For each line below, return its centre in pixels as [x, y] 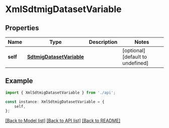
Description [103, 42]
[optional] [134, 50]
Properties [22, 28]
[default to [135, 57]
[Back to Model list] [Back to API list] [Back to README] [63, 121]
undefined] [136, 63]
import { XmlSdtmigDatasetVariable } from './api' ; [60, 92]
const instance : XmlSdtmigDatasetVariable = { [55, 102]
